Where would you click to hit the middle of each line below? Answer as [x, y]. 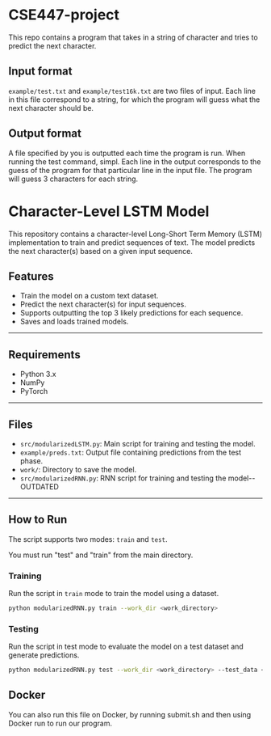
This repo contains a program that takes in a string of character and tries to [133, 37]
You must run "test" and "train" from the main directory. [101, 555]
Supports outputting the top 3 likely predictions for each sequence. [131, 313]
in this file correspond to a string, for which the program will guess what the [134, 99]
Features [31, 276]
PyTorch [34, 391]
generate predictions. [44, 655]
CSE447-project [64, 15]
